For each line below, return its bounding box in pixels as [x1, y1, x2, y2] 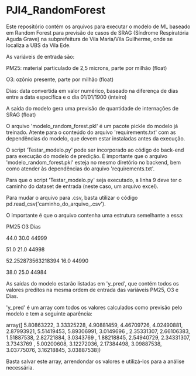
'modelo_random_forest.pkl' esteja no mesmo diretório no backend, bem [6, 159, 181, 166]
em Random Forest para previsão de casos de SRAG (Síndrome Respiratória [6, 29, 189, 36]
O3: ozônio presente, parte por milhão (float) [6, 76, 114, 83]
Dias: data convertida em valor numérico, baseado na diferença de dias [6, 87, 178, 94]
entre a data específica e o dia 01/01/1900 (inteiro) [6, 93, 127, 100]
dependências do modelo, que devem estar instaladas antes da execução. [6, 135, 185, 142]
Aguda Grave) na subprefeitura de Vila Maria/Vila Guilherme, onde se [6, 35, 173, 42]
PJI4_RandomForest [6, 4, 106, 17]
